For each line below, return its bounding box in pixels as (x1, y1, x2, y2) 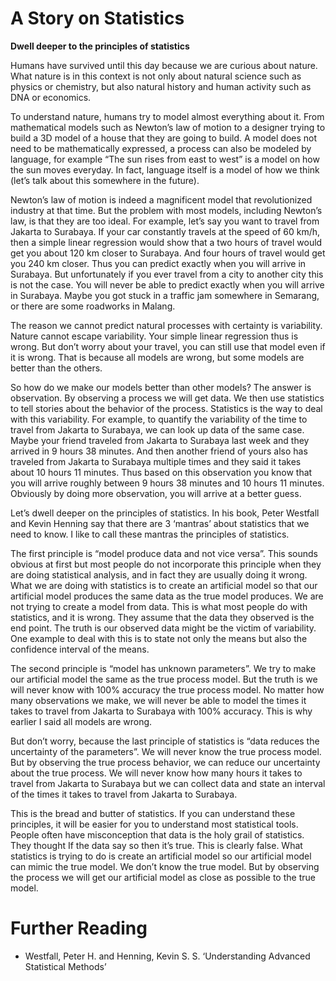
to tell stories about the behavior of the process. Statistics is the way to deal (10, 402, 323, 414)
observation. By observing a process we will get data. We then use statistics (10, 392, 325, 404)
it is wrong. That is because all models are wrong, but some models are (10, 351, 305, 363)
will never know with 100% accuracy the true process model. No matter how (10, 683, 325, 696)
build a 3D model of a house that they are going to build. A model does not (10, 132, 318, 144)
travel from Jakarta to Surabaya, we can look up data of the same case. (10, 423, 305, 436)
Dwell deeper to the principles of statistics (10, 40, 190, 52)
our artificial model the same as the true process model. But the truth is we (10, 673, 318, 685)
